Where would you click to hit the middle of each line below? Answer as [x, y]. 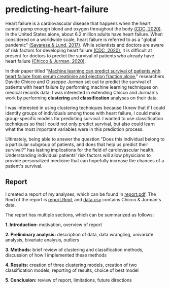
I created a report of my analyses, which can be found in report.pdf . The [81, 194]
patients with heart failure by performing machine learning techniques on [82, 87]
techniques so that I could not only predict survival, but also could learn [80, 124]
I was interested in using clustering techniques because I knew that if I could [85, 107]
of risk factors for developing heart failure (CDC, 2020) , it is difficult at [79, 50]
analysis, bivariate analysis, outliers [42, 240]
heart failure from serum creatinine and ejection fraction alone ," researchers [85, 76]
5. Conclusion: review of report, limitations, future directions [69, 280]
